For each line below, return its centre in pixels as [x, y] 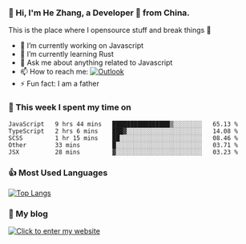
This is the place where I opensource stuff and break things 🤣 [110, 30]
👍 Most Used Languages [58, 173]
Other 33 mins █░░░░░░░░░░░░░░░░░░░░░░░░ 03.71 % [123, 145]
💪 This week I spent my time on [70, 107]
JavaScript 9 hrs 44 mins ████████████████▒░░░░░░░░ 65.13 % [123, 124]
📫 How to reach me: [54, 72]
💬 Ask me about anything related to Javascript [96, 62]
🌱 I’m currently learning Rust [67, 54]
